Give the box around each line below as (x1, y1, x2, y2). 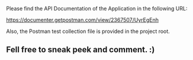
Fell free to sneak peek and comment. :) (6, 45, 155, 55)
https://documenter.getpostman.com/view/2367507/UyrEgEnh (6, 16, 159, 23)
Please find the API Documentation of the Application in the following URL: (6, 5, 188, 12)
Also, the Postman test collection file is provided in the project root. (6, 28, 170, 35)
